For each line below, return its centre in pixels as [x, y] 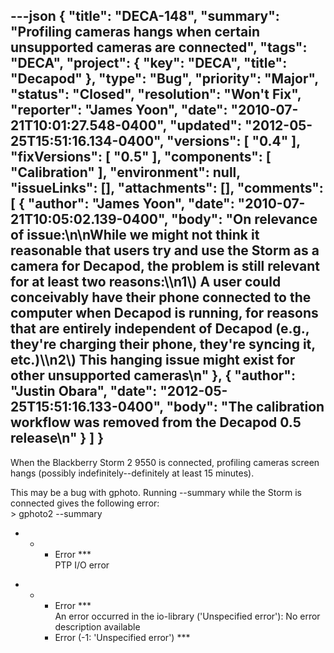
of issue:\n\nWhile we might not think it [135, 235]
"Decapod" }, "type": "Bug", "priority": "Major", [164, 79]
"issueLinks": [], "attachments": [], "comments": [167, 188]
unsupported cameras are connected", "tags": [159, 47]
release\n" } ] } [57, 438]
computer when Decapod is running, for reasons [164, 313]
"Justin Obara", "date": [84, 391]
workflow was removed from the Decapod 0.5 [156, 422]
